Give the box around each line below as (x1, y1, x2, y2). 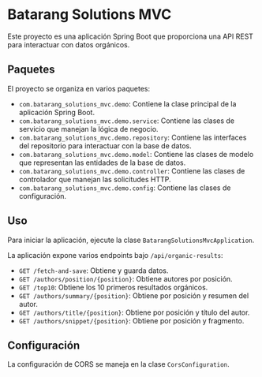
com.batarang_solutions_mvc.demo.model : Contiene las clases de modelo (18, 149, 254, 159)
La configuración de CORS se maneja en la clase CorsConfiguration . (7, 360, 230, 369)
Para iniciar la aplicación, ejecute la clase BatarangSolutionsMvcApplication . (7, 235, 255, 244)
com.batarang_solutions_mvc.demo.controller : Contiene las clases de (18, 166, 245, 175)
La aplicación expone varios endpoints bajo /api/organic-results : (7, 250, 223, 259)
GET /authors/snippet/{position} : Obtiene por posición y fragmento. (18, 315, 245, 325)
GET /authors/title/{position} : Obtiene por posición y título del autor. (18, 308, 250, 317)
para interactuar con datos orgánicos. (7, 39, 130, 49)
